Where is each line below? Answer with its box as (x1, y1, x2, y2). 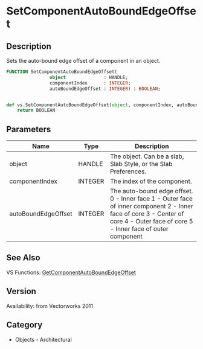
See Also (6, 252, 40, 263)
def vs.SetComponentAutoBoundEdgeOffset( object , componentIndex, (6, 101, 174, 108)
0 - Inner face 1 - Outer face (109, 194, 193, 203)
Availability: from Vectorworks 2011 (6, 302, 94, 309)
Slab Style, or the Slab (109, 160, 173, 168)
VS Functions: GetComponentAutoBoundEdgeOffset (6, 269, 136, 276)
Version (6, 286, 36, 296)
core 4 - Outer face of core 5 (109, 217, 193, 226)
